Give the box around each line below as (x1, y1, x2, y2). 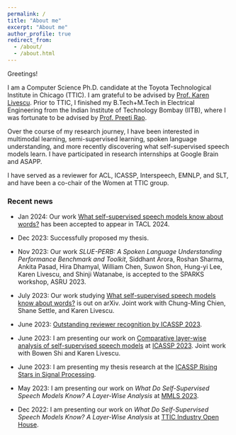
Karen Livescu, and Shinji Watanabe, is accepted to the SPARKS (17, 270, 204, 279)
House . (17, 420, 39, 429)
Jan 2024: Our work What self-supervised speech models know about (17, 212, 224, 221)
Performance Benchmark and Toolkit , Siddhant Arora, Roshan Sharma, (17, 255, 225, 263)
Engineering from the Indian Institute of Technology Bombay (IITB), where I (7, 106, 226, 114)
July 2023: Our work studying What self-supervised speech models (17, 292, 216, 300)
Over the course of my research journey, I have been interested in (7, 127, 200, 136)
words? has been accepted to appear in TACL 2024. (17, 220, 170, 228)
